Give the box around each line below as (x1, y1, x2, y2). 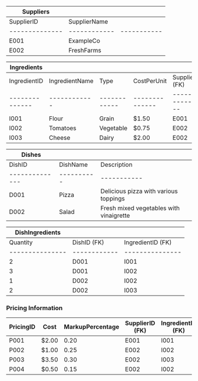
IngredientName (49, 77, 94, 85)
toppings (100, 195, 126, 202)
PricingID (9, 323, 36, 331)
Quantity (9, 238, 33, 247)
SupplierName (68, 18, 108, 25)
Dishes (21, 150, 41, 159)
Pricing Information (6, 304, 63, 312)
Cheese (49, 134, 71, 142)
